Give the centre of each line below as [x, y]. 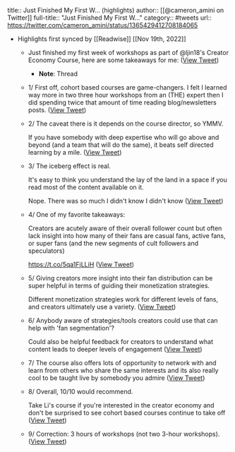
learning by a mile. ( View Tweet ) [75, 152]
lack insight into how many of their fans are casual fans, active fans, [127, 236]
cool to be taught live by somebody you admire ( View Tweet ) [116, 378]
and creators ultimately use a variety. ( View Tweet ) [102, 307]
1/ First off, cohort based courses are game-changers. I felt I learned [127, 87]
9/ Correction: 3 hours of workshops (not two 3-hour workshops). [124, 434]
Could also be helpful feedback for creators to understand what [121, 341]
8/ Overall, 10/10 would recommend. [80, 392]
